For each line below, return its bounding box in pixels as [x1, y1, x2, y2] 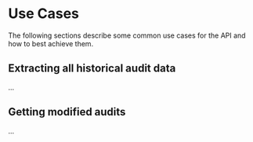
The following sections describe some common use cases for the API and [8, 31, 246, 40]
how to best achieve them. [8, 38, 94, 48]
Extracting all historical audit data [8, 62, 176, 75]
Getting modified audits [8, 105, 126, 118]
